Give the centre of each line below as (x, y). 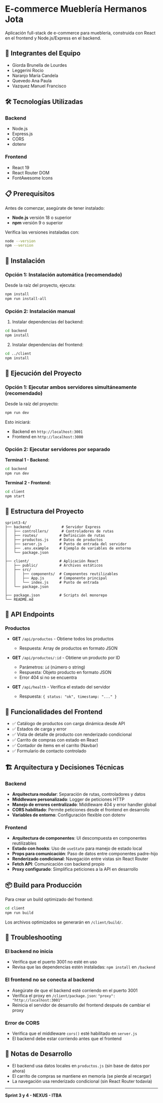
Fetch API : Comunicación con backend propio (58, 864)
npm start (15, 496)
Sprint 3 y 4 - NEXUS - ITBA (33, 1095)
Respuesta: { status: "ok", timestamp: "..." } (68, 696)
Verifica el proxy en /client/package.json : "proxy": (64, 995)
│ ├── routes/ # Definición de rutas (55, 535)
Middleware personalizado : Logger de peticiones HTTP (68, 799)
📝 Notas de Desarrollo (39, 1054)
